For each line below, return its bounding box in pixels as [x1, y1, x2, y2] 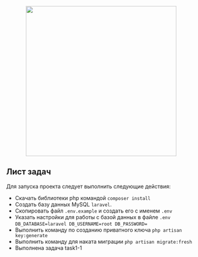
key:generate [14, 232, 48, 238]
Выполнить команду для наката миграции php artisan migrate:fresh [14, 238, 193, 245]
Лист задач [6, 167, 51, 177]
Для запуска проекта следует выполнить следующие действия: [6, 183, 171, 190]
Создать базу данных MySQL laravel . [14, 201, 113, 208]
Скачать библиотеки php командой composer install [14, 194, 151, 201]
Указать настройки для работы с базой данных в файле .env [14, 213, 171, 220]
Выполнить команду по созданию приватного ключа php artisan [14, 226, 182, 234]
